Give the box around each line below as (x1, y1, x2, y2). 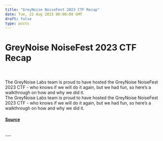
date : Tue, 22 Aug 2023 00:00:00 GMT (5, 12, 82, 17)
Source (5, 116, 21, 122)
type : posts (5, 21, 29, 26)
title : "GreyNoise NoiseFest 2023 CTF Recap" (5, 7, 100, 12)
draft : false (5, 16, 32, 21)
